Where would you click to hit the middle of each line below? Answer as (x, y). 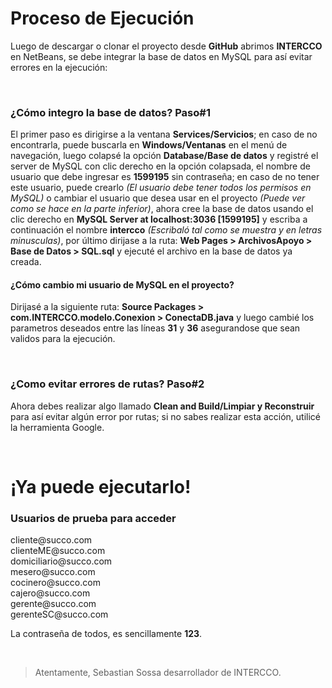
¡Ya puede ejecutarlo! (101, 486)
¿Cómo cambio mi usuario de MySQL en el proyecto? (122, 284)
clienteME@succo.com (58, 551)
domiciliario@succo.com (61, 561)
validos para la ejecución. (63, 339)
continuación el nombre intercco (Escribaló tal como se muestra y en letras (166, 230)
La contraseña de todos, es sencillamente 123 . (106, 634)
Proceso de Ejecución (102, 18)
